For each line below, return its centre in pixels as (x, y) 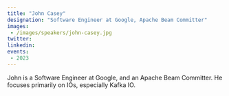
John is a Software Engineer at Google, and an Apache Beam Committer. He (115, 77)
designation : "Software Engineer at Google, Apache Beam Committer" (107, 20)
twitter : (20, 39)
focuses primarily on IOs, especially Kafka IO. (72, 85)
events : (18, 52)
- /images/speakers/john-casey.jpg (61, 33)
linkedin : (21, 45)
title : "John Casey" (37, 13)
